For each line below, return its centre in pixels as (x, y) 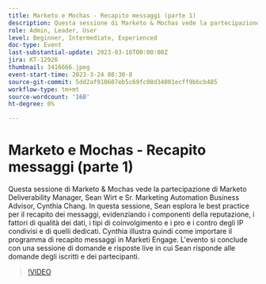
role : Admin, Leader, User (53, 30)
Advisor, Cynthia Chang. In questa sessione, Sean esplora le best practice (129, 206)
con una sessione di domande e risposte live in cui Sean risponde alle (122, 248)
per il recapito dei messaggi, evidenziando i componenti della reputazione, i (131, 214)
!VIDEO (39, 272)
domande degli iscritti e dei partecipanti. (74, 257)
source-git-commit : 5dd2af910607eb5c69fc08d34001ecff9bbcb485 (113, 82)
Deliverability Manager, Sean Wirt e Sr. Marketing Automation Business (124, 198)
